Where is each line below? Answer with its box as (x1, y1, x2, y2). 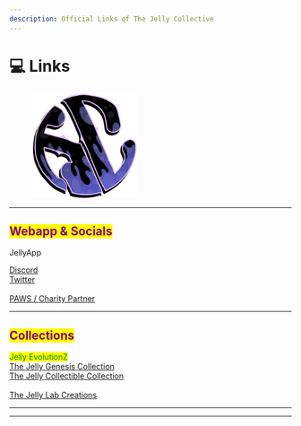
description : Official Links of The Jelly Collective (9, 14, 215, 23)
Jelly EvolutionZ (9, 352, 69, 362)
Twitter (9, 274, 36, 285)
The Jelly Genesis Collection (9, 361, 115, 372)
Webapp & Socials (9, 223, 113, 239)
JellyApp (9, 248, 42, 258)
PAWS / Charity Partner (9, 293, 96, 304)
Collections (9, 327, 74, 343)
